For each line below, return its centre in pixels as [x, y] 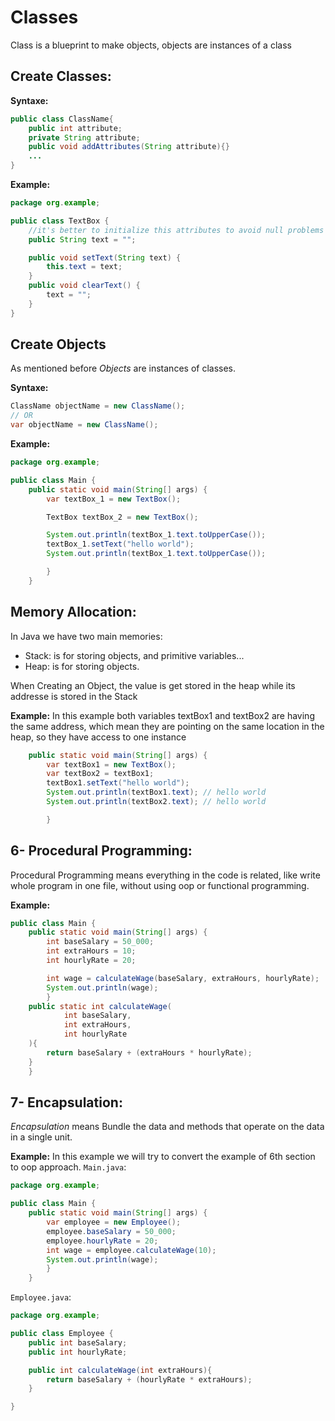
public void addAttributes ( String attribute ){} [129, 147]
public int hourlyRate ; [78, 1352]
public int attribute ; [75, 128]
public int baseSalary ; [78, 1342]
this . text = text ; [84, 267]
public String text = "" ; [82, 239]
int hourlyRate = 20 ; [91, 961]
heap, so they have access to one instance [98, 737]
